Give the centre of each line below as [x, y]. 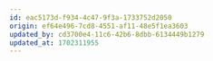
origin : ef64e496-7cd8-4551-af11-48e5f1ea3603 [99, 26]
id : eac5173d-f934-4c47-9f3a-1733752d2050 [91, 17]
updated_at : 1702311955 [54, 43]
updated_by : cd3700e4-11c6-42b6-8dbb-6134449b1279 [107, 34]
